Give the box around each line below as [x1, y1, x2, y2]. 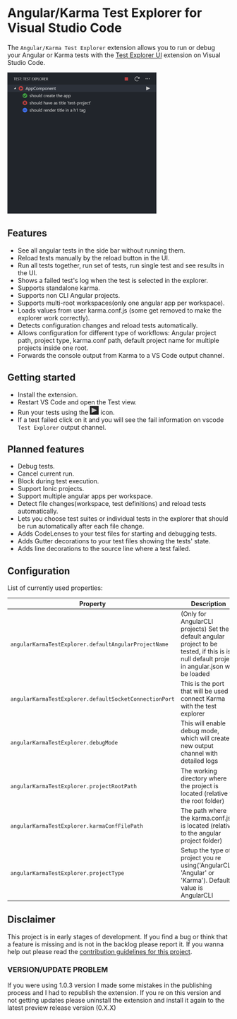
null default [181, 654, 214, 663]
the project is [181, 781, 219, 790]
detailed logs [181, 756, 219, 765]
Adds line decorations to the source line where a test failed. [17, 545, 191, 553]
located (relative [181, 789, 228, 797]
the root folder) [181, 796, 225, 805]
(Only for [181, 609, 207, 618]
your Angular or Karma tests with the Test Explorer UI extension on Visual [7, 51, 221, 59]
